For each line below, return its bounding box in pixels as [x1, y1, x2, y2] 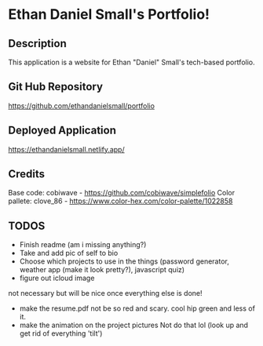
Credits [8, 167, 46, 181]
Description [8, 37, 67, 50]
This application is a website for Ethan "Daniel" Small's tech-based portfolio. [8, 57, 255, 67]
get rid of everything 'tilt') [19, 329, 103, 338]
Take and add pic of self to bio [19, 249, 119, 258]
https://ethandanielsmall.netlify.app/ [8, 144, 125, 154]
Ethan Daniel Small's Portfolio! [8, 5, 210, 24]
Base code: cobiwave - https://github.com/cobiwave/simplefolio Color [8, 188, 236, 198]
